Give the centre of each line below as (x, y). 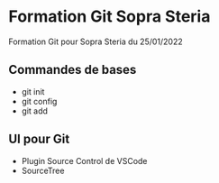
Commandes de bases (73, 70)
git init (33, 91)
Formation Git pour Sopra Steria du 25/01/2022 (96, 41)
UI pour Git (39, 139)
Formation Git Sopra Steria (109, 17)
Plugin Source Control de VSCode (84, 160)
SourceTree (43, 170)
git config (39, 101)
